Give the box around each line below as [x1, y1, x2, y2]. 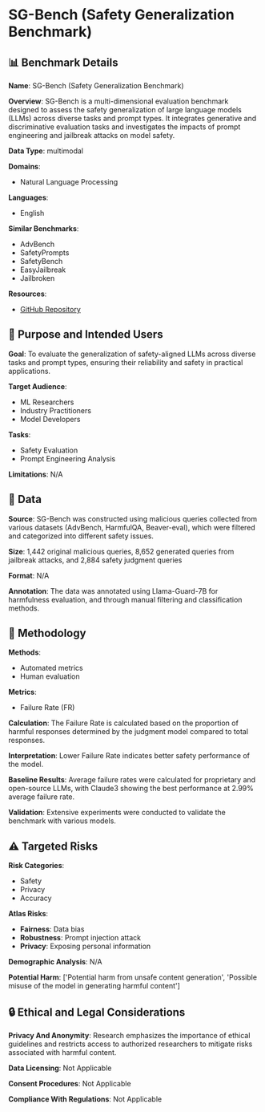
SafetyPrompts [19, 248, 70, 258]
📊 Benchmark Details [8, 55, 118, 69]
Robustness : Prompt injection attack [19, 933, 142, 943]
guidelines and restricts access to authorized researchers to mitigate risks [8, 1039, 253, 1049]
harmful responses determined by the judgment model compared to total [8, 727, 249, 737]
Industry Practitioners [19, 405, 92, 415]
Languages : [8, 193, 49, 202]
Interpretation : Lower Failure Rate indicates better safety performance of [8, 751, 251, 761]
